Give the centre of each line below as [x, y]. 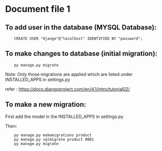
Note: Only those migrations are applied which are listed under [69, 74]
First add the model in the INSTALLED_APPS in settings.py [64, 116]
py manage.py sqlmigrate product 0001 [54, 139]
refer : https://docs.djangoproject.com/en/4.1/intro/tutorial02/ [68, 89]
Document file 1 [38, 9]
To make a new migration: [46, 105]
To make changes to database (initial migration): [81, 54]
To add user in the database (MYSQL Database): [81, 27]
